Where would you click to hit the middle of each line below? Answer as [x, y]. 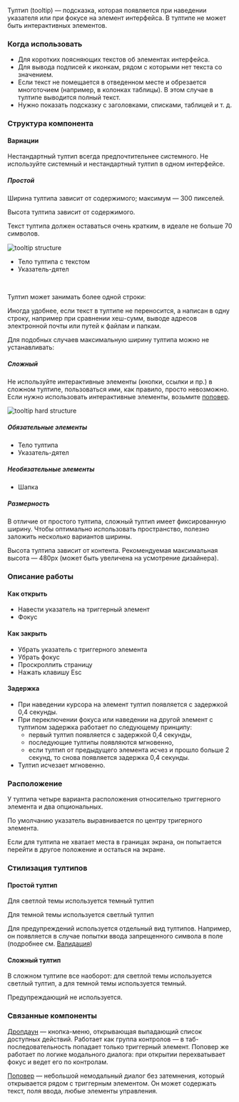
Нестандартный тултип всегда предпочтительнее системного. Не [108, 156]
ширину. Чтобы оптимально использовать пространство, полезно [108, 529]
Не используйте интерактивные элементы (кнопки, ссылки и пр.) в [110, 382]
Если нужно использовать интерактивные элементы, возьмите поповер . [119, 397]
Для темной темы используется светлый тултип [81, 915]
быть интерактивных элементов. [57, 25]
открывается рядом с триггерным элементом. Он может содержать [112, 1083]
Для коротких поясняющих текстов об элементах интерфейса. [114, 59]
